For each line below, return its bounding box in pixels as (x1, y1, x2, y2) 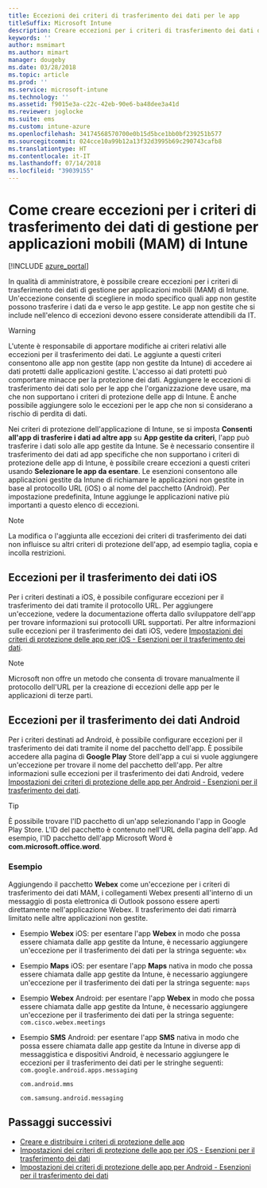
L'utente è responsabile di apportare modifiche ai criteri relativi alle (8, 341, 226, 351)
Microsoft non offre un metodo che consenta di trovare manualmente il (8, 674, 240, 683)
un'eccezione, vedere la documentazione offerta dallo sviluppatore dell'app (8, 609, 256, 619)
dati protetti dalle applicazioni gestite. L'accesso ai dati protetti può (8, 367, 228, 376)
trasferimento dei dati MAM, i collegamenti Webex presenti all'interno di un (8, 887, 253, 897)
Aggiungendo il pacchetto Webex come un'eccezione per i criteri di (8, 879, 230, 889)
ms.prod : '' (8, 78, 48, 86)
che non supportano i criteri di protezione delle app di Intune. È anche (8, 391, 237, 402)
